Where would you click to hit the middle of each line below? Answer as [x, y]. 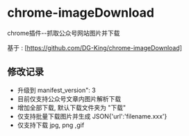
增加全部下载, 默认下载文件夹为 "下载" [72, 107]
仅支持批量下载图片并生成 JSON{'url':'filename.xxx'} [92, 116]
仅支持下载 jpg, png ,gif [51, 125]
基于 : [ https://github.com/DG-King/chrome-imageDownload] [95, 47]
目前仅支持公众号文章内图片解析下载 [69, 98]
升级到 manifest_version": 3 [56, 90]
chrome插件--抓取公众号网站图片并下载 [64, 33]
